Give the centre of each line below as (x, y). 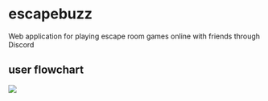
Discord (21, 44)
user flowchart (46, 70)
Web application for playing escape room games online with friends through (134, 36)
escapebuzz (50, 14)
